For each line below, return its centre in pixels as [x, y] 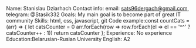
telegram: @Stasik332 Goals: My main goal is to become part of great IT [93, 14]
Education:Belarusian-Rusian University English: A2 [68, 39]
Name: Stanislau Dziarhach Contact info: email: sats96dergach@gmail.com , [98, 8]
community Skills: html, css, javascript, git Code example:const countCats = [98, 21]
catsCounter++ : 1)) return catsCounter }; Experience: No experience [89, 33]
